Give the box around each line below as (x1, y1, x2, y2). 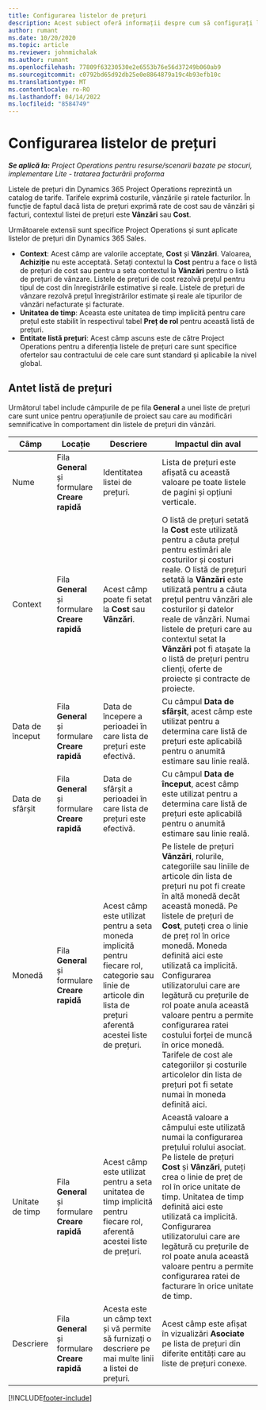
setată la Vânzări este (161, 573, 244, 584)
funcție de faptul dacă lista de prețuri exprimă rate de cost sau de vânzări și (8, 202, 255, 211)
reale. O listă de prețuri (161, 564, 247, 575)
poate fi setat (102, 593, 153, 604)
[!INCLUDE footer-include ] (8, 1393, 93, 1402)
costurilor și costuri (161, 553, 234, 564)
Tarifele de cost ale (161, 1049, 234, 1060)
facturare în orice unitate (161, 1280, 253, 1291)
